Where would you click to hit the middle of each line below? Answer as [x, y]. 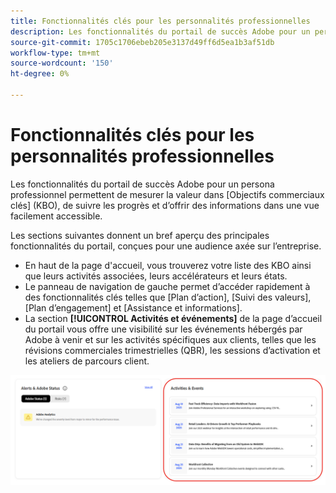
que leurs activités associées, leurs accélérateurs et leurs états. [156, 276]
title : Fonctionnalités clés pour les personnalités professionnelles [160, 21]
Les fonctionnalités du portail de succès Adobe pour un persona [142, 184]
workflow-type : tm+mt [55, 53]
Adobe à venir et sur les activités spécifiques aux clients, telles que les [170, 339]
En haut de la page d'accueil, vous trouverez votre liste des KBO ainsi [168, 265]
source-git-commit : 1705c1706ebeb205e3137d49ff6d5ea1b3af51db [142, 42]
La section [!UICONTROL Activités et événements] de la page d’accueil [173, 318]
